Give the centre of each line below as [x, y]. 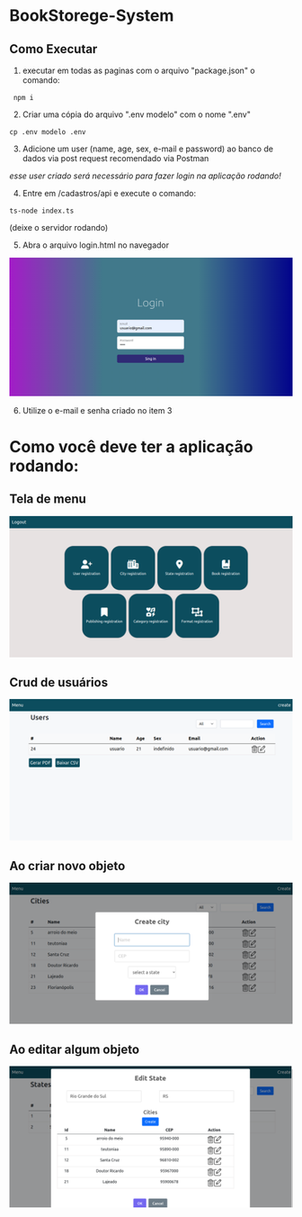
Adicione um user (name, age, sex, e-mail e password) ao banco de [148, 149]
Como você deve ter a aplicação [131, 446]
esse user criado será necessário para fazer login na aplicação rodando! [145, 176]
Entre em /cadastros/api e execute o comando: [109, 193]
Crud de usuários [59, 682]
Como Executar [53, 49]
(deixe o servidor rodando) [59, 227]
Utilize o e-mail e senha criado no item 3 [97, 410]
